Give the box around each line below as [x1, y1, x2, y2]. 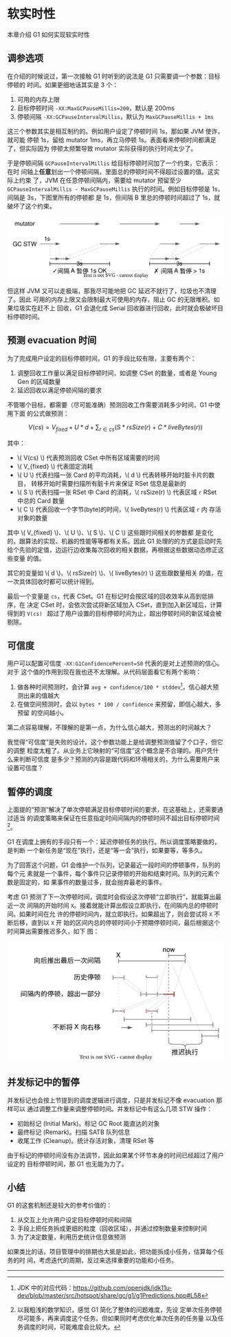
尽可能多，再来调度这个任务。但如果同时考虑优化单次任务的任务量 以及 [16, 1314, 218, 1323]
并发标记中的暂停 [7, 1076, 80, 1088]
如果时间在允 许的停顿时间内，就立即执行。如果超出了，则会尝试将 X [19, 910, 213, 918]
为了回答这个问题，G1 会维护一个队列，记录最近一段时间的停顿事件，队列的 [7, 861, 221, 869]
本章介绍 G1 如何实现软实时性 [7, 30, 91, 39]
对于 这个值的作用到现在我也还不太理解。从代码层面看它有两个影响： [7, 668, 201, 676]
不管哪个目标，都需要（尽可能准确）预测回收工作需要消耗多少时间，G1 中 [7, 400, 215, 409]
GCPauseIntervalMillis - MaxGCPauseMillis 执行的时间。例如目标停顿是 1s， [7, 184, 224, 193]
